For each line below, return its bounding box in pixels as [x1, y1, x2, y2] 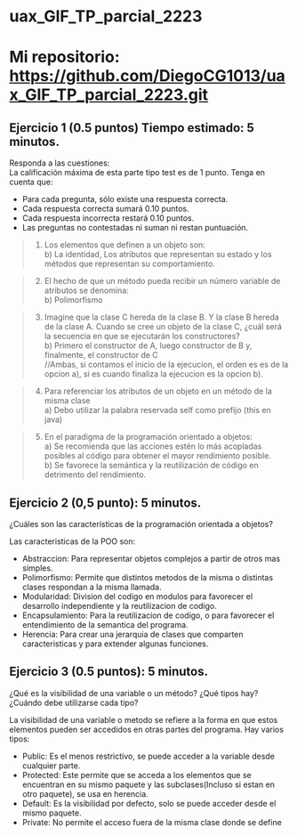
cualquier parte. [21, 759, 81, 771]
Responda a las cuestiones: [9, 158, 110, 168]
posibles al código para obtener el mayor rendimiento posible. [44, 450, 271, 461]
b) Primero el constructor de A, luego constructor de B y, [44, 340, 253, 351]
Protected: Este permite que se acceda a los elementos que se [21, 769, 252, 780]
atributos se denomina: [44, 285, 129, 296]
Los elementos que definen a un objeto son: [44, 239, 206, 250]
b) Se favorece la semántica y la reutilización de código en [44, 460, 260, 471]
